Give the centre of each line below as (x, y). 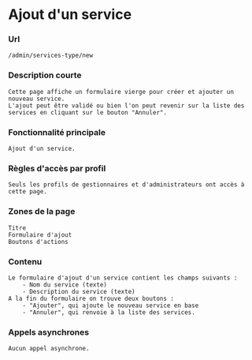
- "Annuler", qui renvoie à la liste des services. (109, 312)
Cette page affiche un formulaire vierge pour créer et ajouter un (121, 92)
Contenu (25, 261)
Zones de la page (42, 212)
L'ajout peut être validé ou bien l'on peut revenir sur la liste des (126, 105)
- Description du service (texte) (79, 291)
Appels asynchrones (48, 332)
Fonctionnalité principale (57, 132)
